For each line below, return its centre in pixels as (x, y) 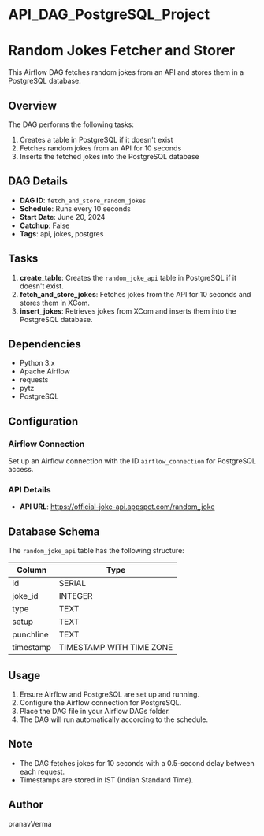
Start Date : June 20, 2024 (62, 217)
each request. (42, 771)
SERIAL (73, 583)
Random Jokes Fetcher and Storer (122, 51)
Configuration (43, 421)
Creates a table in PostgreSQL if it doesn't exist (96, 139)
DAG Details (38, 182)
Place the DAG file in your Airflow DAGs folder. (95, 711)
